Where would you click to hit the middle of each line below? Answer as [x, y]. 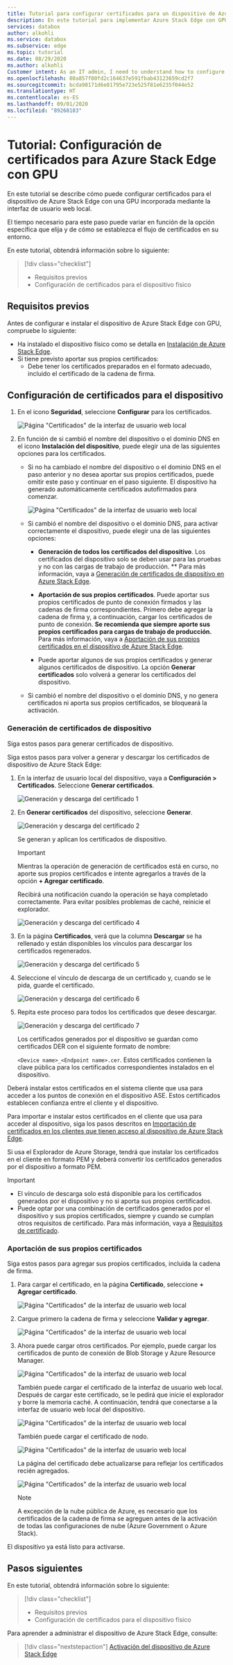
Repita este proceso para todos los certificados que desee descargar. [117, 1012]
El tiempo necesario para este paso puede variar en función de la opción [111, 222]
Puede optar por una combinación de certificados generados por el [113, 1208]
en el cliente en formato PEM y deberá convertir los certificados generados [114, 1159]
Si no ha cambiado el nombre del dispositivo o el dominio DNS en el [124, 467]
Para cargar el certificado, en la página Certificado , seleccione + [110, 1284]
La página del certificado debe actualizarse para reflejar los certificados [120, 1463]
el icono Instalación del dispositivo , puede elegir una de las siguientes [119, 446]
